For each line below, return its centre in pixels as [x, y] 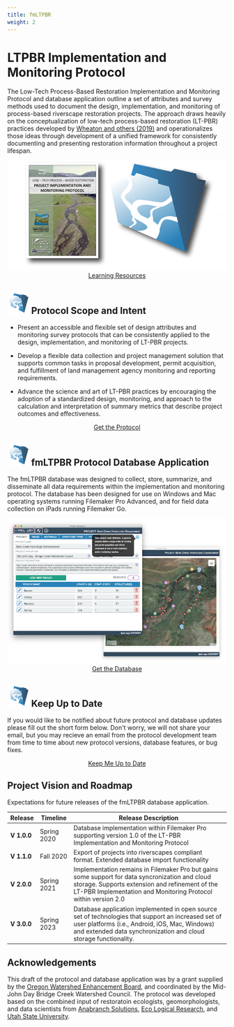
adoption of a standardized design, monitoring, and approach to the [115, 399]
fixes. [15, 750]
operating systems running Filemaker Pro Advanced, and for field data [108, 502]
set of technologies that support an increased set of [148, 916]
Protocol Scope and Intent [88, 310]
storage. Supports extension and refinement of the [146, 884]
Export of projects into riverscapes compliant [138, 853]
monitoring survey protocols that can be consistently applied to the [114, 335]
